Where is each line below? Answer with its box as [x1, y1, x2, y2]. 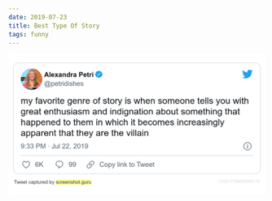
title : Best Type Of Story [8, 21, 100, 30]
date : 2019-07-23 [8, 13, 68, 21]
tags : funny [8, 30, 49, 38]
